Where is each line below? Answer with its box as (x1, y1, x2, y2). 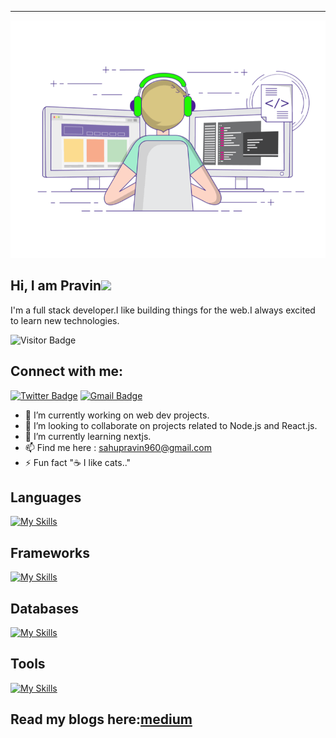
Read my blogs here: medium (10, 711, 193, 728)
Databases (10, 600, 80, 617)
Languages (10, 489, 82, 506)
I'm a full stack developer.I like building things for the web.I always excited (10, 304, 316, 316)
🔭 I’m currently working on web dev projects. (24, 409, 210, 421)
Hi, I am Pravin (10, 277, 102, 295)
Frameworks (10, 544, 91, 561)
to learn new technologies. (10, 314, 120, 326)
